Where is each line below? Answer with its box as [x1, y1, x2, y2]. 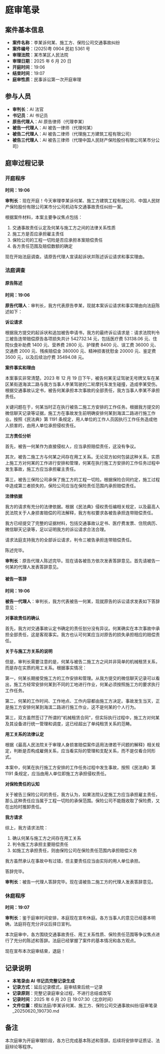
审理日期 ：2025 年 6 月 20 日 [12, 58, 72, 64]
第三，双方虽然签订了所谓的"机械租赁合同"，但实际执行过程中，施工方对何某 [5, 714, 160, 720]
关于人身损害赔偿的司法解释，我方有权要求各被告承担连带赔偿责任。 [18, 510, 156, 516]
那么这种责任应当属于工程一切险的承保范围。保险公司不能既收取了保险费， [5, 798, 156, 804]
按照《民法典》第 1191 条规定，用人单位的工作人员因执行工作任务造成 [13, 416, 153, 422]
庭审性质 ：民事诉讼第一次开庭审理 [12, 77, 82, 82]
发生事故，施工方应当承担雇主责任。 [5, 466, 79, 472]
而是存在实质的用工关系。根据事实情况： [5, 665, 87, 671]
